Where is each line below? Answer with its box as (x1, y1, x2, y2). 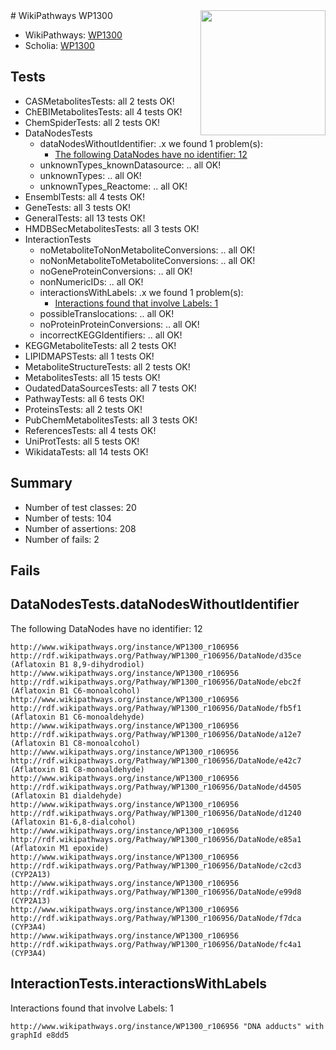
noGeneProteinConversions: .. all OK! (39, 265, 193, 277)
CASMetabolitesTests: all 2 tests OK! (24, 95, 175, 107)
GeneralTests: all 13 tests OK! (24, 212, 146, 224)
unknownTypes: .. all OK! (39, 169, 142, 181)
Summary (10, 475, 73, 492)
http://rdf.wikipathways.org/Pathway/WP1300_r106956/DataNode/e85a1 (10, 834, 302, 844)
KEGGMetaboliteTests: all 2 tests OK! (24, 339, 177, 351)
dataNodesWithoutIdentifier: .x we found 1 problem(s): (39, 137, 263, 149)
